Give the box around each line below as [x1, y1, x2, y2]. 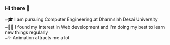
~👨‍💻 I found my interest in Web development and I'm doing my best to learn [5, 24, 165, 30]
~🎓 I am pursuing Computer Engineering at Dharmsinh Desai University [5, 16, 158, 22]
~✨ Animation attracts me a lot [5, 35, 70, 41]
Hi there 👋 [5, 5, 30, 12]
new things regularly [5, 29, 48, 35]
